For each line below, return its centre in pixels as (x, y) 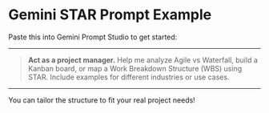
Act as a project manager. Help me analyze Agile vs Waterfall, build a (143, 60)
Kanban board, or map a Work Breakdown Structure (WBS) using (135, 68)
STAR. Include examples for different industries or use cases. (128, 77)
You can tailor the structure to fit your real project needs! (102, 100)
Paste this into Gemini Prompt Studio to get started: (93, 37)
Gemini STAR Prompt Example (110, 15)
